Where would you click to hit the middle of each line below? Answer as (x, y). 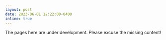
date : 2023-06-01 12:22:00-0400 (39, 14)
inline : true (19, 19)
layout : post (19, 10)
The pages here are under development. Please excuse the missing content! (83, 33)
